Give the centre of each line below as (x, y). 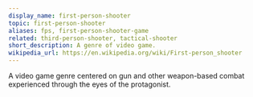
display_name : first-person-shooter (69, 16)
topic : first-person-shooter (57, 23)
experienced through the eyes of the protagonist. (90, 84)
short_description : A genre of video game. (82, 46)
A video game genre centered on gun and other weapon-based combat (126, 76)
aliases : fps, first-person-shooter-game (79, 30)
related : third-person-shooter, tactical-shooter (93, 38)
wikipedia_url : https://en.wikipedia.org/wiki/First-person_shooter (125, 53)
